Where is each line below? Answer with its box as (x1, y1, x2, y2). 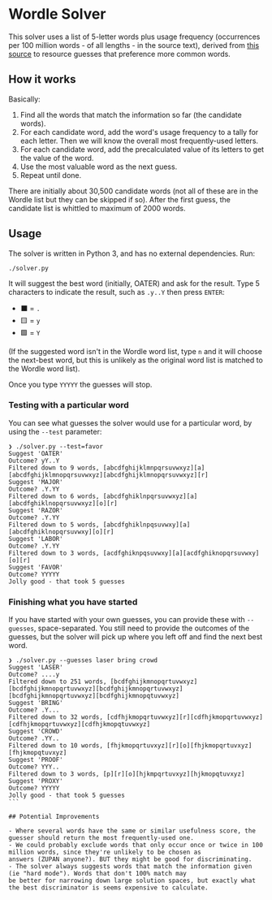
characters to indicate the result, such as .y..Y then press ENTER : (8, 287, 225, 296)
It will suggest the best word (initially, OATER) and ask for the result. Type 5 (8, 278, 260, 288)
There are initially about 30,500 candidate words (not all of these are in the (8, 186, 258, 196)
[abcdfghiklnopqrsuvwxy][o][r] (8, 527, 114, 536)
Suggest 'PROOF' (8, 756, 63, 764)
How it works (8, 72, 76, 86)
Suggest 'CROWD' (8, 728, 63, 736)
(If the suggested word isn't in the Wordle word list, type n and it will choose (8, 346, 262, 356)
